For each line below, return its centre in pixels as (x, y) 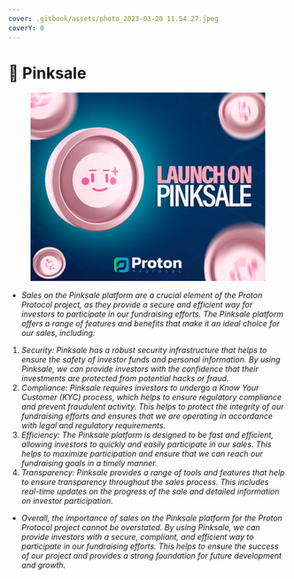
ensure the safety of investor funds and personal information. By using (151, 359)
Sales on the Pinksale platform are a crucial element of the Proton (142, 295)
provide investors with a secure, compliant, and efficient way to (137, 536)
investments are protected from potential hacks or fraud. (125, 378)
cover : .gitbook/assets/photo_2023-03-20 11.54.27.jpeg (113, 19)
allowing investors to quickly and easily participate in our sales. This (146, 444)
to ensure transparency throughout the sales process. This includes (145, 481)
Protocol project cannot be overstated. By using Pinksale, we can (140, 527)
